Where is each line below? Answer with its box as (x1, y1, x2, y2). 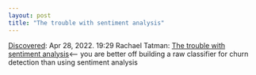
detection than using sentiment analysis (8, 57, 139, 67)
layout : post (8, 11, 52, 20)
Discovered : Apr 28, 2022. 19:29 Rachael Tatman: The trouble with (8, 40, 226, 50)
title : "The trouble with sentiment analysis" (8, 19, 165, 27)
